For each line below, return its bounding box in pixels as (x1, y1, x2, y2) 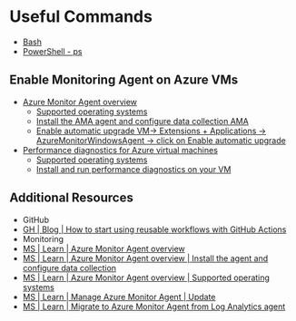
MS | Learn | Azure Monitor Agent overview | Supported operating (22, 272, 271, 283)
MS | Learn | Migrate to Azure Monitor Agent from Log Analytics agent (22, 301, 286, 312)
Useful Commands (9, 6, 153, 27)
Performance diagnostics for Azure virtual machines (22, 144, 218, 155)
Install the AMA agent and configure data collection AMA (35, 115, 250, 126)
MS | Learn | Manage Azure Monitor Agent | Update (22, 291, 216, 302)
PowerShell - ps (22, 45, 83, 56)
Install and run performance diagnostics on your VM (35, 163, 232, 174)
